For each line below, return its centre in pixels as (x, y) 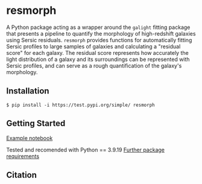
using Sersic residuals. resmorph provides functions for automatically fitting (99, 40)
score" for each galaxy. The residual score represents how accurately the (97, 52)
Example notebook (30, 138)
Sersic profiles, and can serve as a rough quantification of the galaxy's (94, 65)
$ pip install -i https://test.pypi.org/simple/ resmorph (80, 105)
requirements (23, 156)
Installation (28, 91)
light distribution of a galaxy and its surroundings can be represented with (98, 59)
